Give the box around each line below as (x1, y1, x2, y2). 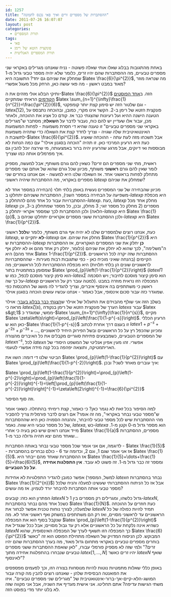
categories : (5, 27, 31, 32)
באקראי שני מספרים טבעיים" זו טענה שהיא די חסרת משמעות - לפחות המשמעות (5, 123, 159, 129)
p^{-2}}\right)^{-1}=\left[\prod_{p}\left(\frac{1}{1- (5, 380, 107, 386)
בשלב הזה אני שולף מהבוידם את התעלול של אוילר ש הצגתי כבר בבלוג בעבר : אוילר (5, 298, 161, 305)
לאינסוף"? (5, 555, 25, 561)
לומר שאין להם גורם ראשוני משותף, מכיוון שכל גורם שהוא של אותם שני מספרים (5, 166, 158, 172)
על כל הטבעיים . (5, 465, 37, 471)
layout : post (5, 21, 33, 27)
